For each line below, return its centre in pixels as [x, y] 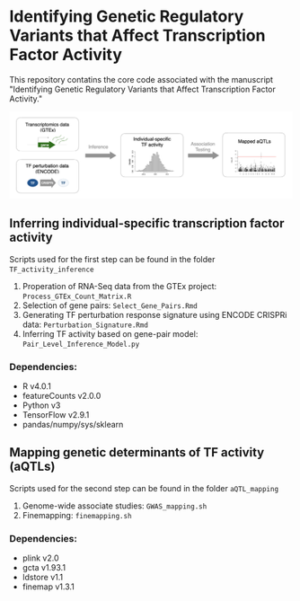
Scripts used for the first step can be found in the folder [112, 259]
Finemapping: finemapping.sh [77, 515]
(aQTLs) [32, 467]
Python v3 [41, 405]
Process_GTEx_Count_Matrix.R [77, 296]
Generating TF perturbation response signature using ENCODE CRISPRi [154, 314]
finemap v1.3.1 [48, 587]
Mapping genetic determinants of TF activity [137, 452]
